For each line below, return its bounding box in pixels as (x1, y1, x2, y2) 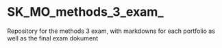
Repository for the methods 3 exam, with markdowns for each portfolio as (7, 27, 216, 35)
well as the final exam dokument (7, 34, 99, 42)
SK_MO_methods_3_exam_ (7, 4, 164, 20)
